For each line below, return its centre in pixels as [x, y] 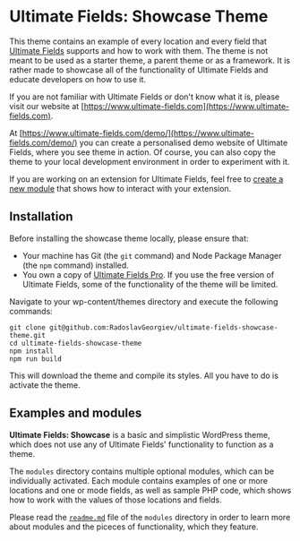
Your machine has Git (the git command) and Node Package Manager [152, 255]
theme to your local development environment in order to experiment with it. [150, 161]
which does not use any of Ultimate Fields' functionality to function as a [141, 444]
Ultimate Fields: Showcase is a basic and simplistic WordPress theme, [140, 434]
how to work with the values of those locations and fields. [116, 500]
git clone [28, 327]
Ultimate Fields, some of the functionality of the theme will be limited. [150, 284]
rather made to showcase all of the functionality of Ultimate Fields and [139, 70]
